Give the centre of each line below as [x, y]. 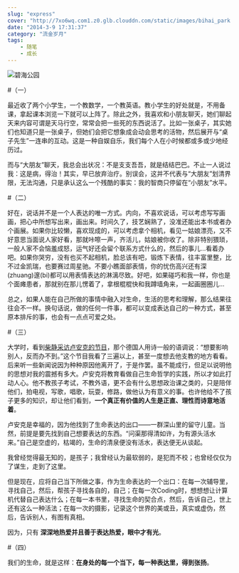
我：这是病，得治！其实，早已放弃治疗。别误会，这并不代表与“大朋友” [110, 173]
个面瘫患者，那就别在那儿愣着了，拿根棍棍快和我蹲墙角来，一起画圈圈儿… [116, 284]
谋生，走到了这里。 [41, 466]
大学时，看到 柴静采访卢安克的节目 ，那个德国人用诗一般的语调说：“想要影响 [118, 347]
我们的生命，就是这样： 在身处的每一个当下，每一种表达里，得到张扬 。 [110, 562]
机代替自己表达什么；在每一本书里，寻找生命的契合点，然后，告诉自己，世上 [119, 499]
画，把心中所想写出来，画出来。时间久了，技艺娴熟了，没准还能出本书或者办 [119, 221]
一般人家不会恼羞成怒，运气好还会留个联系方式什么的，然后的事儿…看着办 [116, 248]
